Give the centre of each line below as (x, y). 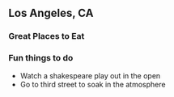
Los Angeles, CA (51, 13)
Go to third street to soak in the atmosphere (93, 84)
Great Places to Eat (47, 36)
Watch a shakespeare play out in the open (90, 75)
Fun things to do (41, 58)
